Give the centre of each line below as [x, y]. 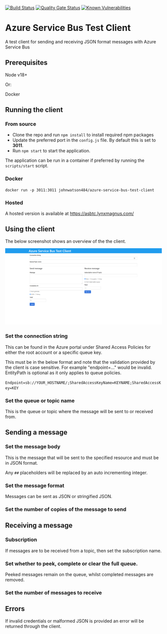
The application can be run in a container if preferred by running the [75, 160]
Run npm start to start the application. [51, 151]
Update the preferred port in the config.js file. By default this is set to [84, 140]
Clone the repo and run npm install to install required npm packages [83, 135]
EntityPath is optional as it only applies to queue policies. [63, 373]
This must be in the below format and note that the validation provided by [80, 362]
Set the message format [35, 486]
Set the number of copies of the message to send [66, 509]
